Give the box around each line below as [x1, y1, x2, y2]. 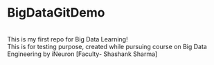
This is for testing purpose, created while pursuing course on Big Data [7, 42, 208, 50]
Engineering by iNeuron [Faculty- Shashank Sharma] [7, 50, 158, 58]
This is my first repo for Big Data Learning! [7, 35, 128, 43]
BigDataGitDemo [7, 5, 105, 21]
